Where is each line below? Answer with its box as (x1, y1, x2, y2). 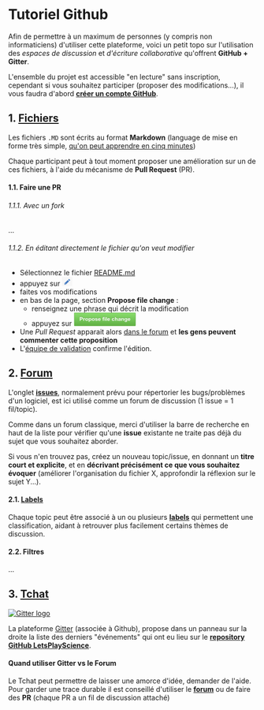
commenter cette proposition (19, 335, 118, 345)
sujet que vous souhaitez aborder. (8, 436, 118, 446)
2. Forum (8, 367, 53, 380)
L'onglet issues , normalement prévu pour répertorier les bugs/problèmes (8, 387, 246, 397)
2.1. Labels (8, 495, 43, 504)
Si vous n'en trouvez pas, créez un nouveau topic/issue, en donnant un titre (8, 451, 255, 461)
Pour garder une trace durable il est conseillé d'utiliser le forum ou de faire (8, 684, 251, 693)
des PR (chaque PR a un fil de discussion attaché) (8, 693, 170, 702)
